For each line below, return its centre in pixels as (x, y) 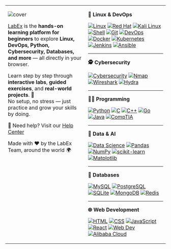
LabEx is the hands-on (36, 26)
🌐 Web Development (114, 210)
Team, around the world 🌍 (39, 150)
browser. (19, 64)
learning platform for (34, 32)
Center (16, 132)
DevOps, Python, (29, 45)
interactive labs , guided (37, 82)
